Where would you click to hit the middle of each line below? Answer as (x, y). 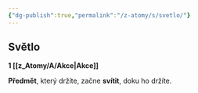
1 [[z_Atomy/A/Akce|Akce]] (54, 66)
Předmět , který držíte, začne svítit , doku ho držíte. (90, 81)
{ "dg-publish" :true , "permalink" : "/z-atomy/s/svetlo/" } (99, 15)
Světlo (24, 47)
